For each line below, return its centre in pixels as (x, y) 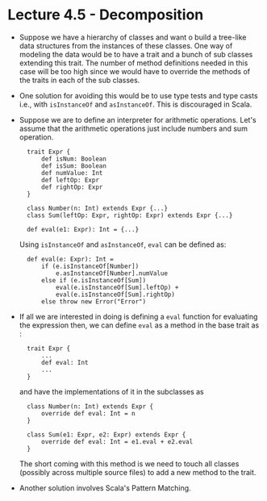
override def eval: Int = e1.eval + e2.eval (117, 441)
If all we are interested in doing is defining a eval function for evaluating (138, 316)
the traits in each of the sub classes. (79, 80)
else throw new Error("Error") (94, 301)
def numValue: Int (72, 173)
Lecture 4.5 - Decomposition (106, 15)
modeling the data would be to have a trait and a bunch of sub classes (136, 54)
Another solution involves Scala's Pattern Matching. (105, 488)
